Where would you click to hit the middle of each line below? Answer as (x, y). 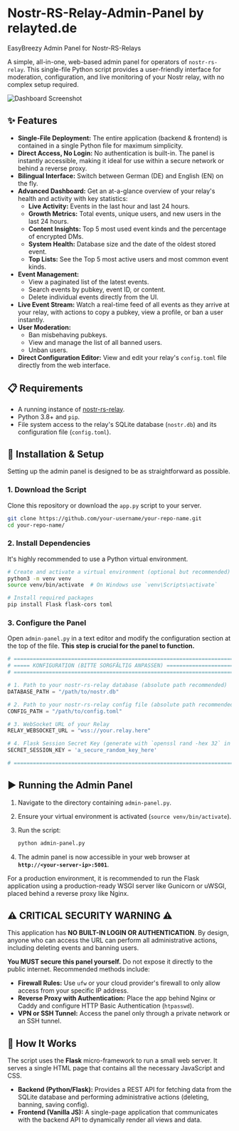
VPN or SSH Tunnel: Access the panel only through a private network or (124, 1013)
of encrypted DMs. (56, 236)
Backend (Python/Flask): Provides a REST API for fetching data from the (124, 1090)
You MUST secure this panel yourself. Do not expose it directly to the (110, 962)
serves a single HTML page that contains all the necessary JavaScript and (116, 1068)
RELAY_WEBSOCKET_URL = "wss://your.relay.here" (79, 731)
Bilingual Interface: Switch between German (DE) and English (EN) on (121, 175)
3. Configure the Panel (47, 623)
